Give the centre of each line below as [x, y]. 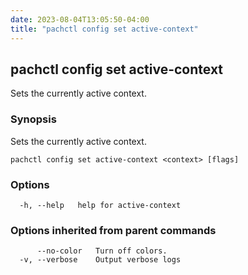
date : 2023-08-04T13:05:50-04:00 [80, 19]
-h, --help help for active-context [100, 205]
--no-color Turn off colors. [102, 251]
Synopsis [33, 119]
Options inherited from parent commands [113, 230]
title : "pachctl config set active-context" [104, 29]
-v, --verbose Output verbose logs [100, 260]
